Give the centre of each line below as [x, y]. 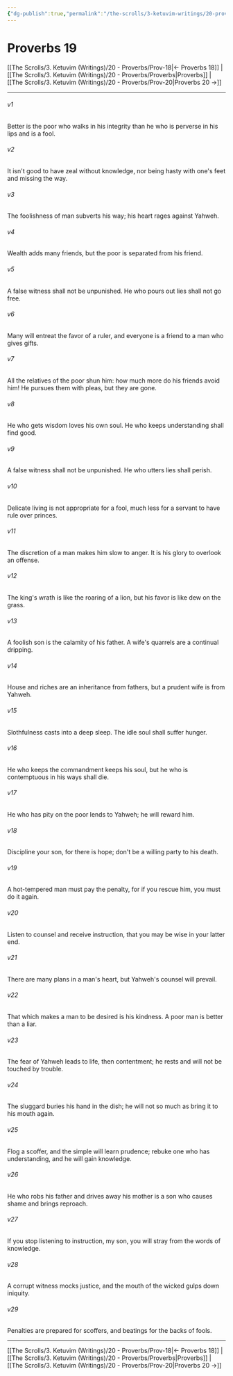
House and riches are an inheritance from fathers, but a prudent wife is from [116, 687]
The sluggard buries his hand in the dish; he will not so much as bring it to [113, 1106]
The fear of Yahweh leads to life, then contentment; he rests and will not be [114, 1062]
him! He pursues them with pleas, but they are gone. [82, 387]
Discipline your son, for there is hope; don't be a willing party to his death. [113, 852]
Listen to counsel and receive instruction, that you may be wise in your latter [116, 934]
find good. [22, 433]
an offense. [23, 560]
